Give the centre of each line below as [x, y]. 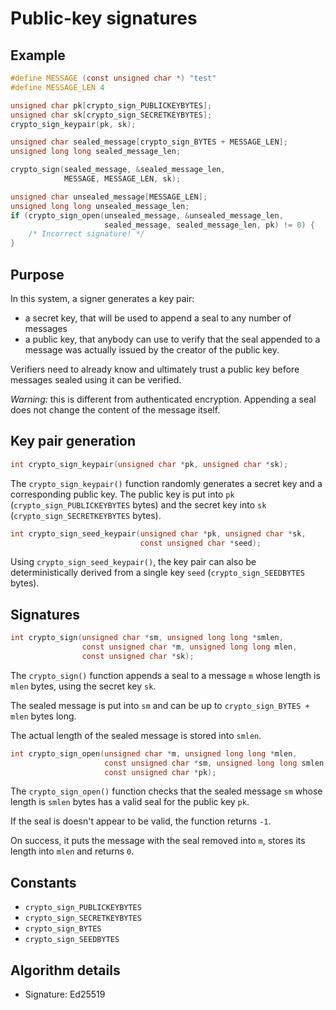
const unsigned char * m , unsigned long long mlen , [189, 647]
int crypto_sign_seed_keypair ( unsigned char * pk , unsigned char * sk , [158, 533]
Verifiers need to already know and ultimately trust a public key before [155, 369]
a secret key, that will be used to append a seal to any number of [158, 318]
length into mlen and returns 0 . [72, 851]
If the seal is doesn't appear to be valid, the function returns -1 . [141, 821]
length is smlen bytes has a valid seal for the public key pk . [130, 802]
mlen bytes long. [43, 716]
